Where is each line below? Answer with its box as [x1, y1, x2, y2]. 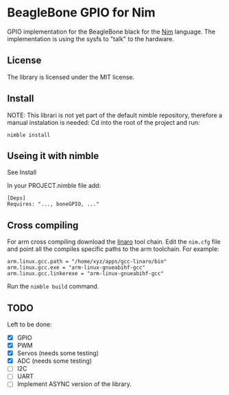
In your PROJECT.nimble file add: [7, 182, 101, 190]
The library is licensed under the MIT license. [7, 73, 135, 81]
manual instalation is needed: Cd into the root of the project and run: [7, 118, 200, 126]
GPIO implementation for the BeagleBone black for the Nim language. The [7, 27, 216, 36]
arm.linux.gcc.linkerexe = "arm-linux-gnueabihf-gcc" [7, 270, 165, 277]
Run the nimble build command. [7, 283, 99, 291]
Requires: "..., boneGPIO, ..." [7, 201, 99, 208]
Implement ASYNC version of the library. [16, 380, 132, 388]
